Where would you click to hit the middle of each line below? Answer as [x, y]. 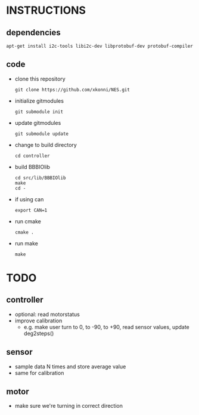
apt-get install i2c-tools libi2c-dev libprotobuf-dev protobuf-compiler [100, 46]
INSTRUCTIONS [46, 10]
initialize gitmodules [39, 101]
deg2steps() [39, 333]
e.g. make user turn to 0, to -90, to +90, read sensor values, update [106, 327]
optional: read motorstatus [47, 314]
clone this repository [40, 79]
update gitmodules [38, 122]
